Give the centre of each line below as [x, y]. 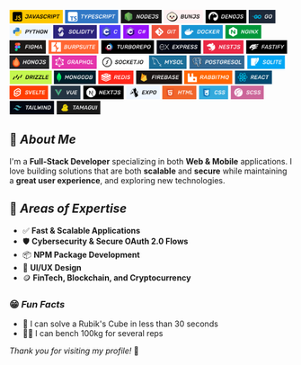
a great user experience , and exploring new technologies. [118, 180]
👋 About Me [43, 140]
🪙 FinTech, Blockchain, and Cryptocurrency [106, 277]
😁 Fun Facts [37, 304]
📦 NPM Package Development [81, 254]
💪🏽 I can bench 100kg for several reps [93, 333]
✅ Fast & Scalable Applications [81, 230]
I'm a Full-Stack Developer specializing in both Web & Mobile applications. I [150, 161]
